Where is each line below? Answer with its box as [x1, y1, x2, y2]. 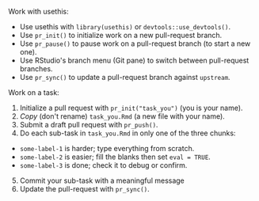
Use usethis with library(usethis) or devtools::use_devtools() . [19, 22, 231, 31]
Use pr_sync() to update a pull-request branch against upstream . [19, 73, 231, 82]
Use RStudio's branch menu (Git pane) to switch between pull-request [19, 55, 249, 65]
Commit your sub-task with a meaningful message [19, 176, 185, 185]
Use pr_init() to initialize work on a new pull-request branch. [19, 31, 223, 40]
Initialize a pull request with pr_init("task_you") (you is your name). [19, 103, 243, 112]
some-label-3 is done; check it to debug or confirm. [19, 161, 188, 169]
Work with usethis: [8, 7, 69, 16]
